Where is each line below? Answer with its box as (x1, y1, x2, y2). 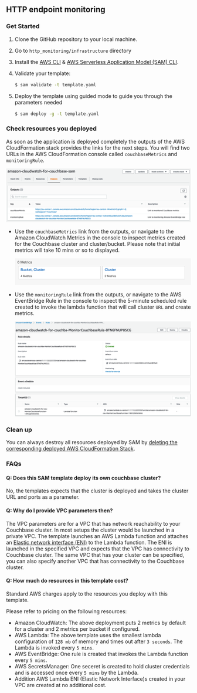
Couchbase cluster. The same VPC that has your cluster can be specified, (6, 551, 185, 558)
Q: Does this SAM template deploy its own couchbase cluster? (6, 474, 161, 481)
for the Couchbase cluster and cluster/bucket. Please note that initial (14, 241, 181, 248)
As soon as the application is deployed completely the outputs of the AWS (6, 138, 185, 145)
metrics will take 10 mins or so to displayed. (14, 246, 120, 254)
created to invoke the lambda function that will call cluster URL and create (14, 303, 191, 310)
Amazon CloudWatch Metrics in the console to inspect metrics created (14, 234, 186, 241)
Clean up (6, 425, 32, 434)
